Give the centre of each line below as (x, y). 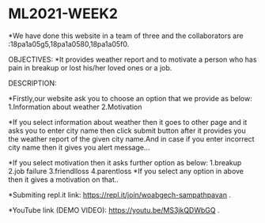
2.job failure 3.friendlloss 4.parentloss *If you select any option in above (126, 171)
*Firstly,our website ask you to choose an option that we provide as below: (130, 98)
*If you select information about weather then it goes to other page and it (128, 122)
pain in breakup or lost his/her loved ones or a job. (90, 67)
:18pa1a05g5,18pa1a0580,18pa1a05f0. (69, 43)
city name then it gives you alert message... (79, 147)
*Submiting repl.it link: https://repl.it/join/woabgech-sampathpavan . (120, 195)
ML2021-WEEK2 (63, 14)
